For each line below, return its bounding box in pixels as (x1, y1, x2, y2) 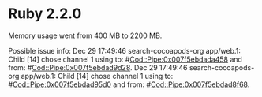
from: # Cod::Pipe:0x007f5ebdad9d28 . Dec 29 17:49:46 (8, 62, 188, 72)
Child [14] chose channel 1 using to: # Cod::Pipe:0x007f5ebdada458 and (8, 54, 243, 64)
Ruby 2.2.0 (8, 5, 82, 23)
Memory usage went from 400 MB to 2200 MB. (8, 31, 163, 40)
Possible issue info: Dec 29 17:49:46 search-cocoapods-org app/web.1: (8, 46, 241, 55)
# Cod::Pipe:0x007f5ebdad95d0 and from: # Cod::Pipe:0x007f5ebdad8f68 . (8, 80, 250, 89)
